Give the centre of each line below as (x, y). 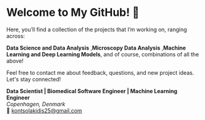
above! (15, 61)
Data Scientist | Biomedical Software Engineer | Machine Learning (92, 91)
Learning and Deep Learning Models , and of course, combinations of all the (103, 54)
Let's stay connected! (34, 79)
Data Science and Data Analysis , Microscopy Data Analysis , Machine (96, 48)
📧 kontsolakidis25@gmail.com (44, 110)
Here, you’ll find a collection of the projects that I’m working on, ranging (97, 29)
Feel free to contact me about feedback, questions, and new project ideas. (100, 72)
